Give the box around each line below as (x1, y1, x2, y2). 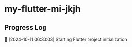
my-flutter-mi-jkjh (4, 3, 81, 15)
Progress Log (4, 23, 46, 32)
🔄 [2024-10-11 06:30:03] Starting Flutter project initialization (4, 36, 127, 42)
